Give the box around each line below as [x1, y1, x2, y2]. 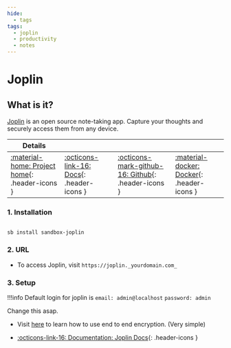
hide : [7, 10, 23, 17]
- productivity [13, 36, 57, 43]
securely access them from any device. [7, 124, 119, 133]
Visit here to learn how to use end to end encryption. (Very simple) [16, 320, 206, 328]
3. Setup [7, 278, 36, 287]
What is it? [7, 99, 54, 111]
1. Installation [7, 207, 53, 217]
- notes [13, 42, 36, 49]
